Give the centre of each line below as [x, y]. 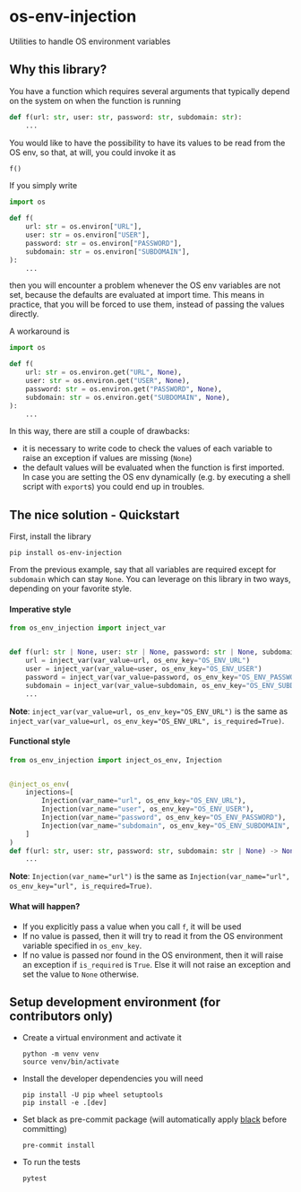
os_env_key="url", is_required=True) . [81, 886]
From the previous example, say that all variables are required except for [143, 570]
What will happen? [45, 906]
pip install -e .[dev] [64, 1103]
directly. [24, 314]
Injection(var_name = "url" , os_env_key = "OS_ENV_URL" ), [144, 801]
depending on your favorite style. [71, 588]
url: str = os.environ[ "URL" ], [84, 227]
